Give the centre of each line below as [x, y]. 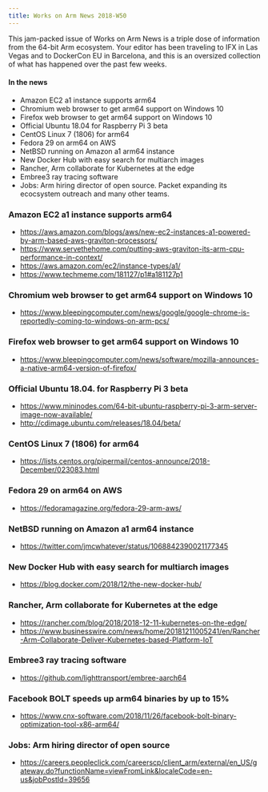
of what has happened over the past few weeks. [88, 64]
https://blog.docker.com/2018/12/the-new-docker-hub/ [111, 585]
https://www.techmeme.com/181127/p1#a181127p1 [101, 275]
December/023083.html [60, 470]
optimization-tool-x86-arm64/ [70, 725]
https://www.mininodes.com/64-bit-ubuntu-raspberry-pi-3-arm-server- [138, 406]
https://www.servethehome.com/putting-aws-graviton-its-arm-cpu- [132, 249]
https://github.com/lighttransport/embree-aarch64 [103, 677]
